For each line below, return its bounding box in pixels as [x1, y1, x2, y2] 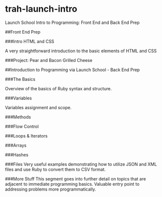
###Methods [5, 114, 31, 120]
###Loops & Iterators [5, 133, 48, 138]
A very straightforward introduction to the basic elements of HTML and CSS [5, 48, 157, 54]
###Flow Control [5, 123, 39, 129]
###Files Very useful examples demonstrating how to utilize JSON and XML [5, 161, 157, 167]
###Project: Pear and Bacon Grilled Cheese [5, 57, 92, 63]
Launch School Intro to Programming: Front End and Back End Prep [5, 20, 140, 25]
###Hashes [5, 152, 29, 158]
